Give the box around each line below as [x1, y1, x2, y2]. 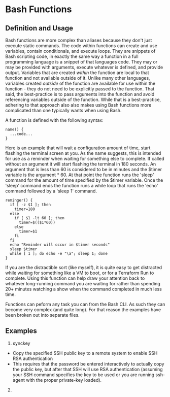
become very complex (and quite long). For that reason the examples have [5, 307, 161, 313]
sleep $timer [10, 247, 38, 252]
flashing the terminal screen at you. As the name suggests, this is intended [5, 150, 161, 156]
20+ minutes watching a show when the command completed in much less [5, 286, 162, 292]
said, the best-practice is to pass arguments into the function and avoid [5, 91, 155, 97]
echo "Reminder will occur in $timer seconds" [10, 242, 110, 247]
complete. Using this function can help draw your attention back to [5, 275, 145, 281]
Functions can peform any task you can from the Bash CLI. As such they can [5, 301, 165, 307]
